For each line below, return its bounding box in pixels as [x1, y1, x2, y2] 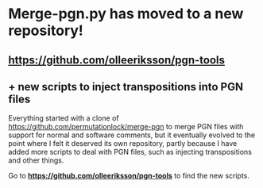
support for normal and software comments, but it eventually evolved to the [8, 130, 256, 140]
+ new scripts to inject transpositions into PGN [8, 80, 244, 94]
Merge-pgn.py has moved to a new [8, 5, 244, 23]
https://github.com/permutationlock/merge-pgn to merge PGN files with [8, 122, 244, 132]
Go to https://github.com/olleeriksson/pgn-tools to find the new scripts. [8, 171, 250, 181]
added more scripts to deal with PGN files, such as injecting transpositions [8, 148, 253, 157]
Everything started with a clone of [8, 113, 119, 123]
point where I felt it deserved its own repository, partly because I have [8, 139, 238, 148]
